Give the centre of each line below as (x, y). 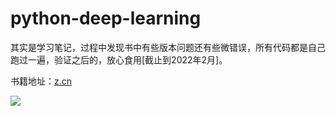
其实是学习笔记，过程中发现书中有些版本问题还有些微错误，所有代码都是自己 (168, 47)
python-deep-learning (106, 18)
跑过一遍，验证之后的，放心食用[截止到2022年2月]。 (119, 59)
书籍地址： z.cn (41, 81)
